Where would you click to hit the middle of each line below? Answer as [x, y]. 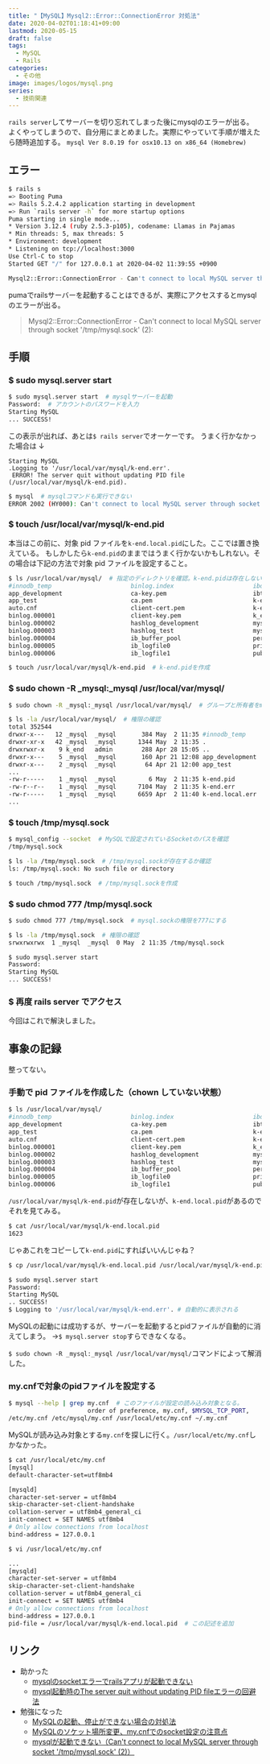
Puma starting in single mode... [64, 219]
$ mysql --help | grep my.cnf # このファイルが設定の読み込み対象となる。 [126, 1403]
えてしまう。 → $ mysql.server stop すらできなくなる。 [99, 1336]
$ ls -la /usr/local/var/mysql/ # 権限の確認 [84, 720]
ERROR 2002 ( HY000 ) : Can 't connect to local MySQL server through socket [135, 504]
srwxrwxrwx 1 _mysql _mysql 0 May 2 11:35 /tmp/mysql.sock [117, 943]
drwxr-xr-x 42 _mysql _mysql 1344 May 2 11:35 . [107, 742]
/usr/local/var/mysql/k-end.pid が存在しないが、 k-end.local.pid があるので [135, 1201]
